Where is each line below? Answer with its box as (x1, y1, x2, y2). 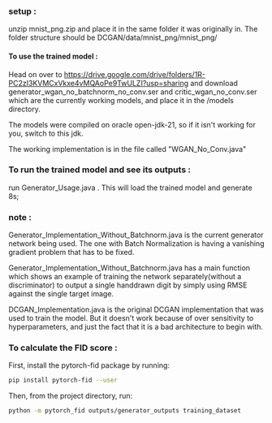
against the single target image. (8, 289, 114, 299)
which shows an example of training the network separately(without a (8, 272, 242, 282)
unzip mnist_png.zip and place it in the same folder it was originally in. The (8, 24, 258, 34)
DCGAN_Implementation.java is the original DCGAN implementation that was (8, 304, 264, 314)
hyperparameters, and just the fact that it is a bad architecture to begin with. (8, 322, 264, 332)
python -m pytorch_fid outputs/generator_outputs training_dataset (8, 407, 242, 415)
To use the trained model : (8, 51, 98, 61)
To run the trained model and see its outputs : (8, 164, 191, 175)
